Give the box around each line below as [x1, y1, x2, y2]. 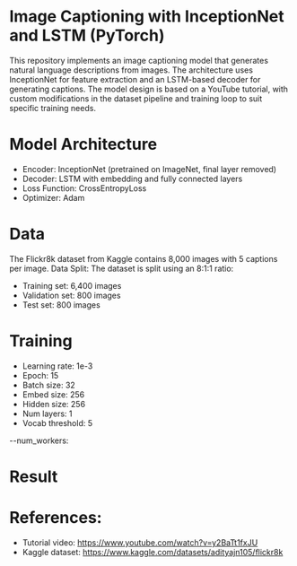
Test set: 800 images [22, 299, 100, 310]
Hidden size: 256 [22, 398, 86, 409]
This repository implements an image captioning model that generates [9, 55, 269, 65]
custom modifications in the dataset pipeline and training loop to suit [9, 92, 263, 104]
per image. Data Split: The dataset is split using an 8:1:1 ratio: [9, 263, 234, 274]
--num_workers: [9, 435, 69, 446]
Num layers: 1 [22, 408, 73, 419]
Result [9, 466, 58, 486]
